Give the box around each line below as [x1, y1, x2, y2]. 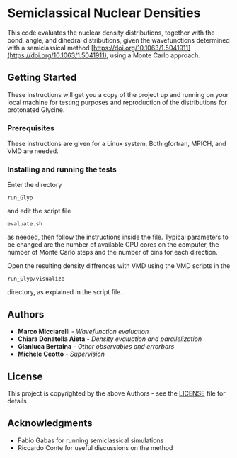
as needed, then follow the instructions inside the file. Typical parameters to [7, 233, 229, 242]
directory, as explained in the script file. [7, 288, 122, 296]
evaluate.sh [7, 220, 42, 228]
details [7, 396, 27, 405]
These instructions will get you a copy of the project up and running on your [7, 90, 229, 99]
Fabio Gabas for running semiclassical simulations [17, 436, 164, 445]
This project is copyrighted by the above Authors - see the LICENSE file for [7, 389, 226, 398]
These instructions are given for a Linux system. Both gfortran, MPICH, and [7, 140, 226, 148]
